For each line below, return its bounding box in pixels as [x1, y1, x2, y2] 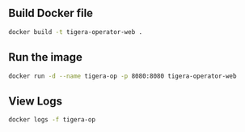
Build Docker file [8, 6, 94, 20]
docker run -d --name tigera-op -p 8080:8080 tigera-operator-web [8, 72, 237, 80]
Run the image [8, 50, 83, 64]
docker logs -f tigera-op [8, 116, 95, 124]
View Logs [8, 94, 63, 108]
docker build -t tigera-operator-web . [8, 28, 143, 36]
